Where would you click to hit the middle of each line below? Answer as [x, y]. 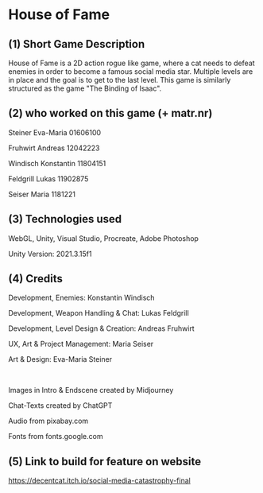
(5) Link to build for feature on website [104, 462]
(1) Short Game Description [77, 44]
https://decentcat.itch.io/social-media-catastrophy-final [99, 481]
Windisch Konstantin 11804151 [57, 163]
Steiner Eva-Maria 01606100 [55, 132]
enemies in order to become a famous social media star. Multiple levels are [131, 72]
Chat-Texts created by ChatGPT [60, 406]
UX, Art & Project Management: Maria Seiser [81, 344]
